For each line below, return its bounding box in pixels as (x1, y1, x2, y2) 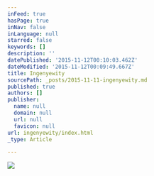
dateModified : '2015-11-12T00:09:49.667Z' (7, 63, 135, 70)
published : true (7, 83, 55, 90)
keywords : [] (7, 43, 46, 50)
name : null (13, 103, 46, 110)
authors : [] (7, 89, 43, 97)
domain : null (13, 109, 53, 116)
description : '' (7, 50, 55, 57)
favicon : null (13, 122, 55, 130)
